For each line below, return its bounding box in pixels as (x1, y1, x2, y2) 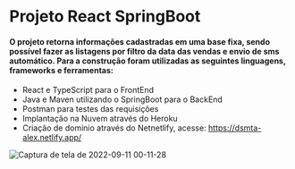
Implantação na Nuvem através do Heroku (21, 114, 178, 124)
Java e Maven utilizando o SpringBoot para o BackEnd (21, 94, 223, 105)
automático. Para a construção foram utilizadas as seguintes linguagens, (9, 55, 286, 66)
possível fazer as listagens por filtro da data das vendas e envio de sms (9, 46, 280, 56)
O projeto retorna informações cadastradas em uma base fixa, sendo (9, 36, 271, 46)
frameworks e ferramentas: (9, 64, 114, 75)
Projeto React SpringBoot (9, 6, 201, 27)
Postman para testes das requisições (21, 104, 159, 114)
